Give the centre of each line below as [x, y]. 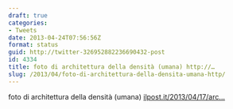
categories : [28, 23]
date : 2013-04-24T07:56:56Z [55, 38]
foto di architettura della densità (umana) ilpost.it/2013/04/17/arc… [116, 96]
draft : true [28, 15]
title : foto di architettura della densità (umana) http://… [112, 67]
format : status [33, 45]
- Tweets [23, 30]
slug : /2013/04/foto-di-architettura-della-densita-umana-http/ [117, 74]
